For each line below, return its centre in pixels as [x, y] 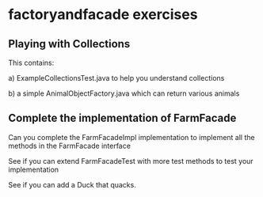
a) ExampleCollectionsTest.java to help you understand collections [116, 78]
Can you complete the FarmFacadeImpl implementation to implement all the [131, 137]
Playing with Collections [69, 44]
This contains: [31, 63]
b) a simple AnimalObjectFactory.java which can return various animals [124, 93]
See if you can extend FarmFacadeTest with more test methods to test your [131, 161]
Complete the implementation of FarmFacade [122, 118]
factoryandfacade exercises [103, 15]
